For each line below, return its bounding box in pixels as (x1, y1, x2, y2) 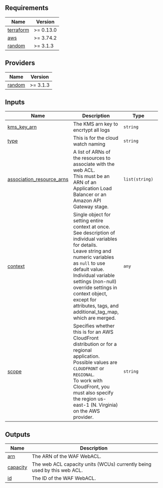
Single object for (73, 211, 111, 218)
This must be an (73, 173, 110, 180)
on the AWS (73, 408, 100, 415)
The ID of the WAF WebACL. (32, 475, 96, 482)
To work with (73, 377, 103, 384)
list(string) (123, 177, 154, 182)
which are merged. (73, 315, 116, 322)
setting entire (73, 217, 103, 224)
